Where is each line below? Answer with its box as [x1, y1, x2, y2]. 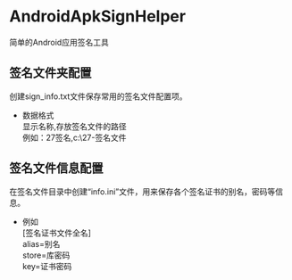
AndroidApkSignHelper [9, 6, 186, 27]
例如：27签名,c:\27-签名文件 [21, 132, 127, 143]
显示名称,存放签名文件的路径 [21, 120, 127, 131]
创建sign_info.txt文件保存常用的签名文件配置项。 [9, 91, 188, 102]
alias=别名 [21, 238, 61, 249]
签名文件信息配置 [9, 161, 104, 176]
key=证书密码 [21, 260, 72, 271]
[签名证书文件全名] [21, 227, 92, 238]
